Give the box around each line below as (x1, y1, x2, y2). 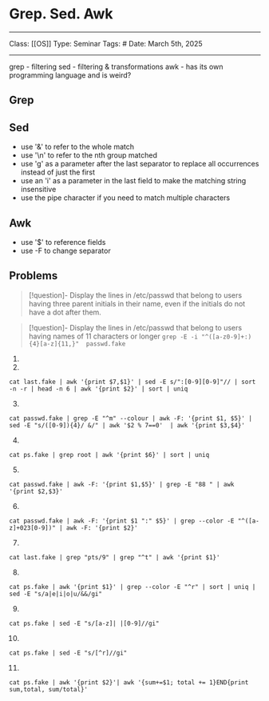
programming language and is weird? (9, 70, 132, 80)
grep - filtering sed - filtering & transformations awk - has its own (9, 62, 224, 71)
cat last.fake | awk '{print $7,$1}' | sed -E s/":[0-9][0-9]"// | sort (9, 378, 256, 386)
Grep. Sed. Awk (9, 5, 114, 23)
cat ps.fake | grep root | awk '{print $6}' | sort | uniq (9, 451, 210, 459)
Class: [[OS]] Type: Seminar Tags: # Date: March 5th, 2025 (9, 38, 203, 48)
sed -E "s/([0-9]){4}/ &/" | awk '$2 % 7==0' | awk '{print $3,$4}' (9, 421, 246, 429)
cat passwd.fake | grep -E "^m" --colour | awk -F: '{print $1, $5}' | (9, 414, 252, 423)
